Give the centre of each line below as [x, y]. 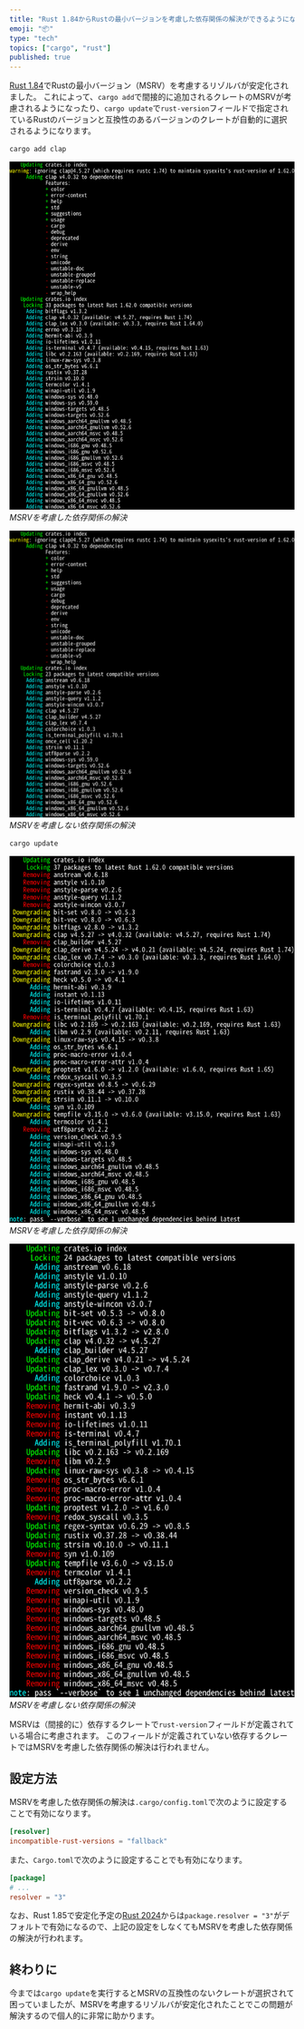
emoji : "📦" [32, 29]
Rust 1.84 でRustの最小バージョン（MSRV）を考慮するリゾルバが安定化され [149, 85]
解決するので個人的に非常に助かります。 [85, 2016]
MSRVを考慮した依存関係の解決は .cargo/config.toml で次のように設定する [148, 1802]
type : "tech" [34, 38]
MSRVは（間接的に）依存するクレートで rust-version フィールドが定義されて [152, 1724]
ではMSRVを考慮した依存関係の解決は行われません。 [115, 1747]
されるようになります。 [53, 131]
